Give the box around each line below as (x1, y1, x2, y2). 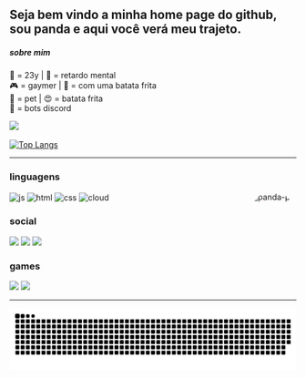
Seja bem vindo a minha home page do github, (9, 7, 278, 23)
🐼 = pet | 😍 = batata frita (9, 93, 103, 104)
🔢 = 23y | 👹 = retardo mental (9, 70, 117, 81)
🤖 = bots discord (9, 103, 72, 114)
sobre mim (9, 46, 51, 57)
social (9, 215, 37, 228)
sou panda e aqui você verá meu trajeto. (9, 22, 241, 37)
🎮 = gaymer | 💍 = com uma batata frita (9, 80, 158, 91)
